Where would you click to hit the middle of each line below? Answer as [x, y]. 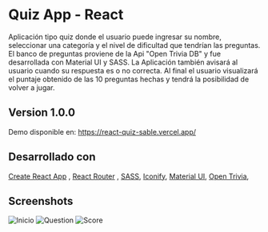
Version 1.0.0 [42, 113]
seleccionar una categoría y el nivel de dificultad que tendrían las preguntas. [134, 45]
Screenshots [41, 201]
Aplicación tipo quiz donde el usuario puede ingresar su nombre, [115, 37]
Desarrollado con [52, 157]
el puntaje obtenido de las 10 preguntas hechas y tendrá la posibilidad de [129, 79]
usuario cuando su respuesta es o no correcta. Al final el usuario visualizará [133, 70]
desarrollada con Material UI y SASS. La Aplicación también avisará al [123, 62]
